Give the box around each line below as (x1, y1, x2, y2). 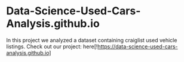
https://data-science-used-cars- (97, 43, 178, 50)
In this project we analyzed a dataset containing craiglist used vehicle (6, 36, 177, 44)
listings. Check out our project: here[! (6, 43, 98, 50)
